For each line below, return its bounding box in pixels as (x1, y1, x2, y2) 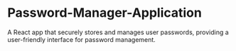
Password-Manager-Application (7, 5, 203, 21)
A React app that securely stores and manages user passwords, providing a (7, 28, 229, 36)
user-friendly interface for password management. (7, 35, 156, 43)
